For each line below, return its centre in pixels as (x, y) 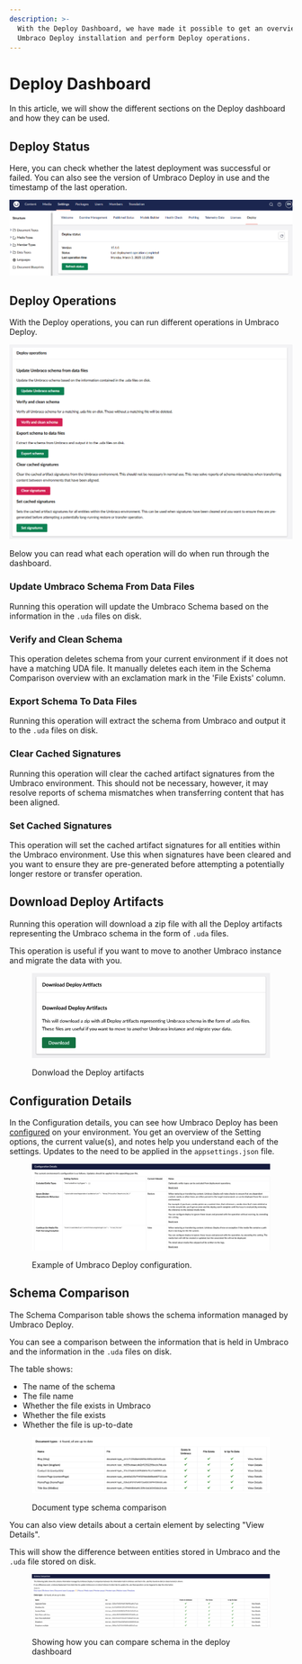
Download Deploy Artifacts (87, 902)
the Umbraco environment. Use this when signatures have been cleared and (151, 855)
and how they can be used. (60, 118)
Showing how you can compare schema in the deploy (131, 1642)
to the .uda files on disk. (54, 730)
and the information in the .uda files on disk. (91, 1352)
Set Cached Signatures (61, 826)
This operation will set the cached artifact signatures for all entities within (145, 845)
